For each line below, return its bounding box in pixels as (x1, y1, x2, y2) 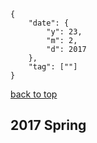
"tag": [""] (28, 62, 78, 72)
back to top (10, 88, 58, 100)
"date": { (28, 18, 70, 28)
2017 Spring (10, 117, 87, 134)
